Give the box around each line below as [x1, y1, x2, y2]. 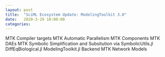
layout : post [5, 7, 33, 13]
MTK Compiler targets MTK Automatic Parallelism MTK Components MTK [5, 35, 160, 41]
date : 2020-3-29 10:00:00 [5, 17, 65, 22]
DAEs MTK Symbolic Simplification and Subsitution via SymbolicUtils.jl [5, 41, 153, 47]
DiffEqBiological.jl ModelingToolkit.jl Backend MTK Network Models [5, 46, 147, 52]
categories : [5, 21, 31, 27]
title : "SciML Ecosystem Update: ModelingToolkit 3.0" [5, 12, 127, 17]
